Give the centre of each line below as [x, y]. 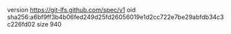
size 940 [49, 24]
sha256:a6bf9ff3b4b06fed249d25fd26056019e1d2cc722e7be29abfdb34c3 [116, 17]
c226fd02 [21, 24]
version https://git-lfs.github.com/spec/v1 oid [72, 10]
